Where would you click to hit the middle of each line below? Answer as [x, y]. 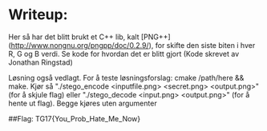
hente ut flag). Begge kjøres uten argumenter [83, 103]
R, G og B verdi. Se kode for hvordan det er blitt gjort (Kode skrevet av [124, 54]
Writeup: [38, 15]
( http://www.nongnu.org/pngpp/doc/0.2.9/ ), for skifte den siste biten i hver [132, 45]
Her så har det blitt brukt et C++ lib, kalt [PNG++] [89, 37]
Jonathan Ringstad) [41, 62]
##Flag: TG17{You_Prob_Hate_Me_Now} [75, 118]
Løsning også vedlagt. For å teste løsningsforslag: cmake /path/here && [126, 77]
